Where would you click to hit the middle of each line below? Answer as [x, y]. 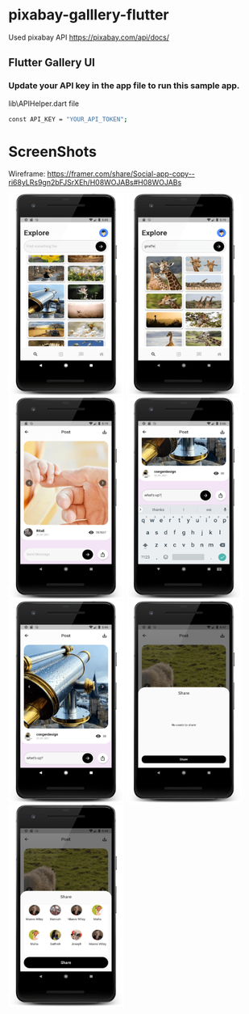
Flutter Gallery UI [52, 63]
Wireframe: [27, 174]
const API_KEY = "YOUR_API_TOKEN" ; [68, 119]
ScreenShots [52, 152]
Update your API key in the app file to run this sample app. [124, 86]
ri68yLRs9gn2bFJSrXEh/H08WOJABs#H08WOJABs [95, 183]
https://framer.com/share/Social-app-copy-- [121, 174]
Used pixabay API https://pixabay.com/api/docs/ [89, 37]
